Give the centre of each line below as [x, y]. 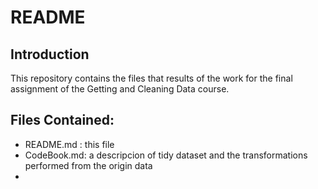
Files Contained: [62, 120]
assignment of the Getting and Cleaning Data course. [120, 89]
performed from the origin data [88, 165]
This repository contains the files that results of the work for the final [151, 78]
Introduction [50, 54]
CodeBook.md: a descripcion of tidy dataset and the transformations [166, 155]
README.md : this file [69, 144]
